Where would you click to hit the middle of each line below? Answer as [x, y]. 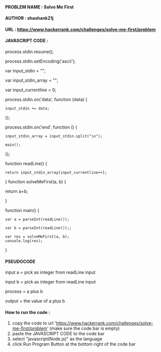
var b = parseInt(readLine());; [38, 228]
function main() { [22, 210]
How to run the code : [28, 312]
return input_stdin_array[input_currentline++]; [56, 173]
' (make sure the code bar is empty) [83, 328]
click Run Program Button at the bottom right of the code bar [74, 344]
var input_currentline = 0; [31, 90]
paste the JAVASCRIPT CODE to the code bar [58, 334]
